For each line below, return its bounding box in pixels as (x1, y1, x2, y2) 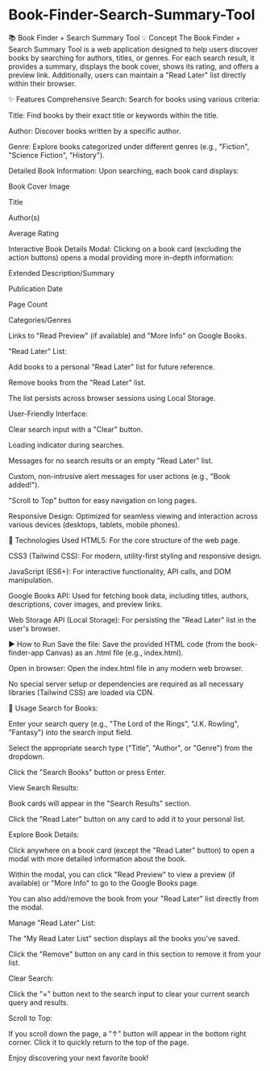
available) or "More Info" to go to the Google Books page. (8, 877, 199, 888)
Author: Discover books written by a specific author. (8, 126, 181, 135)
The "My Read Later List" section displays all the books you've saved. (8, 933, 240, 943)
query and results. (8, 998, 69, 1007)
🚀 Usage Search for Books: (8, 703, 98, 713)
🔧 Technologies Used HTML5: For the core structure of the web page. (8, 535, 240, 545)
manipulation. (8, 575, 54, 585)
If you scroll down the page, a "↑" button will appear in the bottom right (8, 1028, 247, 1038)
